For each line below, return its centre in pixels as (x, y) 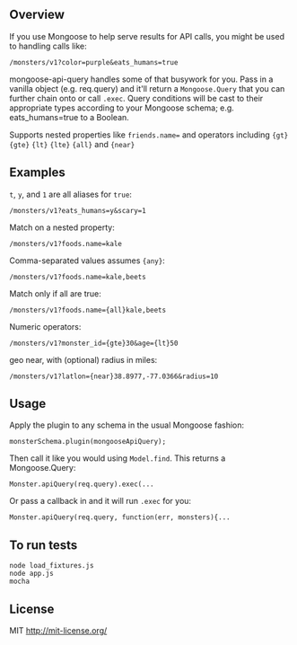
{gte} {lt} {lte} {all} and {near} (72, 144)
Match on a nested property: (62, 227)
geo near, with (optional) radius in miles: (83, 359)
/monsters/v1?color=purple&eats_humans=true (94, 62)
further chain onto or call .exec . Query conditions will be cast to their (136, 98)
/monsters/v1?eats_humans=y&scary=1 (78, 210)
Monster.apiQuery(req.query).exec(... (82, 484)
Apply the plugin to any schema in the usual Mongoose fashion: (127, 425)
